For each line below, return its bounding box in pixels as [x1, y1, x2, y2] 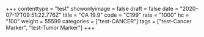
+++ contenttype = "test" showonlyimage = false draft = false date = [5, 5, 179, 12]
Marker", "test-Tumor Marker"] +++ [5, 24, 95, 31]
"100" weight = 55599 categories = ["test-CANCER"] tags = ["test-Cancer [5, 18, 192, 24]
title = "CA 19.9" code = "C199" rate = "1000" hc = [62, 11, 189, 18]
